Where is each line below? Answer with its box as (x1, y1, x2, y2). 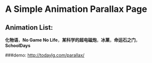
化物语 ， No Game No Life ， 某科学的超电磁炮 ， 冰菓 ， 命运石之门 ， (5, 37, 140, 43)
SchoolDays (5, 43, 31, 48)
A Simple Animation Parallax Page (5, 3, 148, 15)
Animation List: (5, 23, 53, 32)
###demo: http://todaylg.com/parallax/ (5, 52, 85, 58)
